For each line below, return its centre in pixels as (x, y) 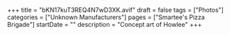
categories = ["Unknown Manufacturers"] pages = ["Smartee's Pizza (106, 17)
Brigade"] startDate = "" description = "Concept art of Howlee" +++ (105, 24)
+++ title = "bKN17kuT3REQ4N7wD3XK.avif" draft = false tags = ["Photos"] (116, 10)
